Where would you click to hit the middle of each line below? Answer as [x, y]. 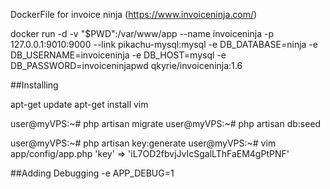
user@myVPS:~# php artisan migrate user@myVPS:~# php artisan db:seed [166, 123]
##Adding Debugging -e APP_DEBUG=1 [92, 173]
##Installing [34, 85]
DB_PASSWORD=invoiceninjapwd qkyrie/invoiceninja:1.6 [126, 65]
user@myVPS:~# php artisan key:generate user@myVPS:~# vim [143, 143]
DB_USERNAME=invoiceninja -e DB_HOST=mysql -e [118, 55]
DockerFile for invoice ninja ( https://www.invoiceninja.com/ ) [134, 14]
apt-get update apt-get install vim [79, 104]
